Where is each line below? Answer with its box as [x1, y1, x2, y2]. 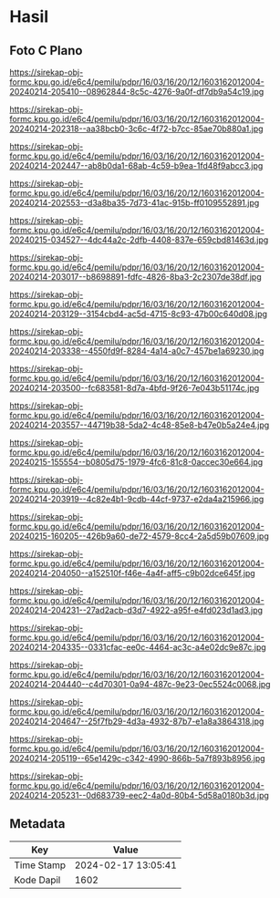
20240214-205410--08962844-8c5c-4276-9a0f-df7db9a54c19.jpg [9, 87, 264, 97]
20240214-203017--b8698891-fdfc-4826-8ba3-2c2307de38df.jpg [9, 272, 262, 282]
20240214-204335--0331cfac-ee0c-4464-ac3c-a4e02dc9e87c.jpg [9, 642, 266, 653]
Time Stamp [14, 859, 67, 872]
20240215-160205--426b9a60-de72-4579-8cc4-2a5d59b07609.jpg [9, 531, 269, 542]
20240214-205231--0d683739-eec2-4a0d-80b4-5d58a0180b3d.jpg [9, 790, 269, 800]
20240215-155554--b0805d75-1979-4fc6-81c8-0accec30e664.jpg [9, 457, 264, 467]
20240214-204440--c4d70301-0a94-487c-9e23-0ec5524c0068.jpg [9, 679, 271, 689]
